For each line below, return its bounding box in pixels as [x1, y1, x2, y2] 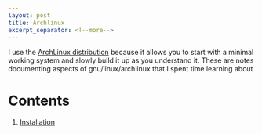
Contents [8, 92, 71, 110]
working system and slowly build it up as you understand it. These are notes [8, 56, 254, 65]
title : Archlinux [8, 19, 65, 27]
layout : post [8, 11, 51, 20]
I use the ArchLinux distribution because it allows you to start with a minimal [8, 48, 254, 57]
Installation [19, 118, 56, 127]
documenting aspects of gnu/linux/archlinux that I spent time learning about [8, 64, 253, 74]
